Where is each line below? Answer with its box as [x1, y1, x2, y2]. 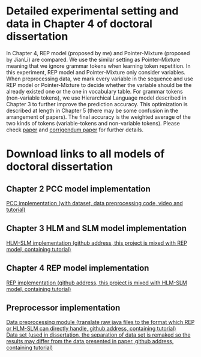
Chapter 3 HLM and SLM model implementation [6, 223, 187, 233]
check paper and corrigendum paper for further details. [6, 126, 144, 133]
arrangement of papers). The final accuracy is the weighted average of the [6, 113, 191, 121]
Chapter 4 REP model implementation [6, 263, 149, 274]
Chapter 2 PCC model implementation [6, 184, 151, 194]
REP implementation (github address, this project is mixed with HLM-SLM [6, 279, 188, 286]
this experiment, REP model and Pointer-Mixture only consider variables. [6, 68, 186, 76]
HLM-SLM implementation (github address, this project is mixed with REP [6, 239, 188, 247]
